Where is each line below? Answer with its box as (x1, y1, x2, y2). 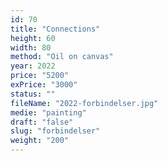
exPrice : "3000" (10, 80, 78, 90)
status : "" (10, 89, 56, 99)
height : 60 (10, 33, 56, 43)
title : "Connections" (10, 24, 101, 34)
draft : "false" (10, 117, 74, 127)
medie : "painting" (10, 107, 87, 118)
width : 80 (10, 42, 52, 53)
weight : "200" (10, 136, 70, 146)
